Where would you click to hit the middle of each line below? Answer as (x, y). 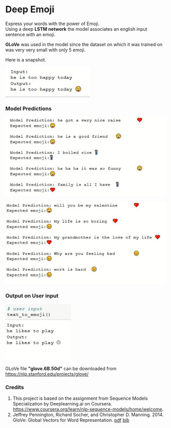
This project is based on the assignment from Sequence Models (80, 398)
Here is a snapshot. (26, 59)
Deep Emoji (30, 9)
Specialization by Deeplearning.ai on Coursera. (62, 404)
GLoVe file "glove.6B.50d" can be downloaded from (61, 368)
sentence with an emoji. (30, 34)
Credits (15, 387)
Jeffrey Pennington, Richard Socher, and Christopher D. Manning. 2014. (88, 415)
